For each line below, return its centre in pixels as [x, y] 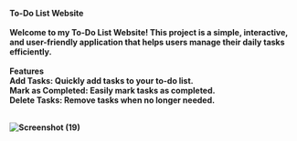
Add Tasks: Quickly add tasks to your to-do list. [101, 81]
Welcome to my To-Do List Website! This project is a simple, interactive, [149, 32]
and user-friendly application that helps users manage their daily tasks [147, 42]
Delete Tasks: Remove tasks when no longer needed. [112, 100]
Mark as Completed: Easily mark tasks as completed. [112, 91]
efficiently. [31, 52]
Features [27, 71]
